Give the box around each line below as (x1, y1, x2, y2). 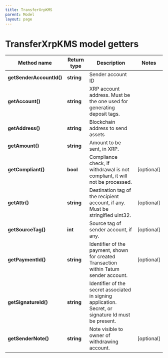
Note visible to (89, 326, 123, 333)
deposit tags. (89, 111, 120, 118)
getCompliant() (7, 166, 45, 173)
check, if (89, 160, 110, 167)
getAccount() (7, 98, 40, 105)
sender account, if (89, 226, 132, 233)
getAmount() (7, 142, 39, 149)
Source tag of (89, 220, 121, 227)
